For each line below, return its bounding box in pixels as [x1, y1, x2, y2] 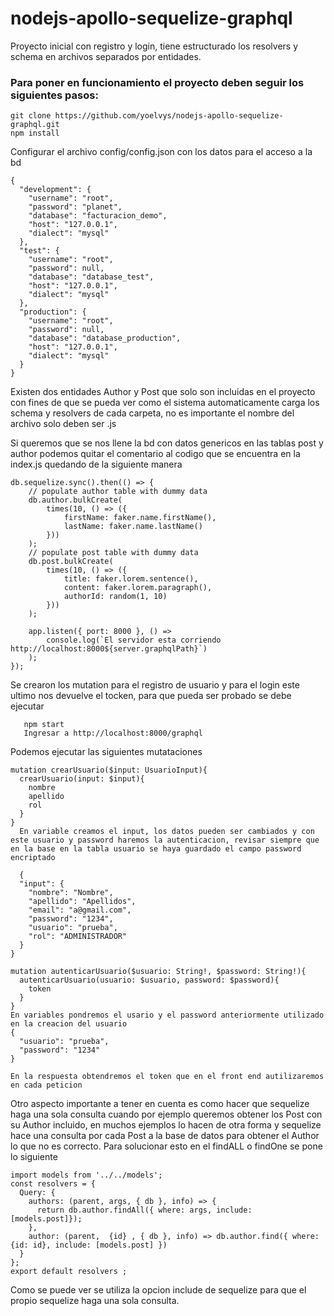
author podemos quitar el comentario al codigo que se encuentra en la [10, 448, 301, 460]
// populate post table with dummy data [28, 548, 199, 558]
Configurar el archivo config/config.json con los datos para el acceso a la [10, 146, 313, 158]
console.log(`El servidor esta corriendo [46, 635, 222, 646]
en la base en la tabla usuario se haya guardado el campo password [10, 844, 302, 854]
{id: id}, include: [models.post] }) [10, 1240, 168, 1251]
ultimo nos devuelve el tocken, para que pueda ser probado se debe [10, 690, 292, 702]
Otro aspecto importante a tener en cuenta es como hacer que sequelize [10, 1098, 310, 1110]
